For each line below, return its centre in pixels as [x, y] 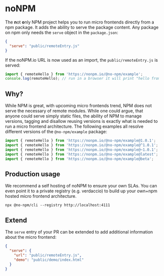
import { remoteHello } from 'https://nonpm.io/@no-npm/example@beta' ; [79, 159]
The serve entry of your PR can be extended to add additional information [79, 232]
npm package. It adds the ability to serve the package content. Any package [82, 27]
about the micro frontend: [31, 237]
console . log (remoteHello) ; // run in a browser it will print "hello [77, 79]
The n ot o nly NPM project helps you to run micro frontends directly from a [80, 22]
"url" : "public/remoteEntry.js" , [48, 255]
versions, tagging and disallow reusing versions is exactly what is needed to [82, 121]
